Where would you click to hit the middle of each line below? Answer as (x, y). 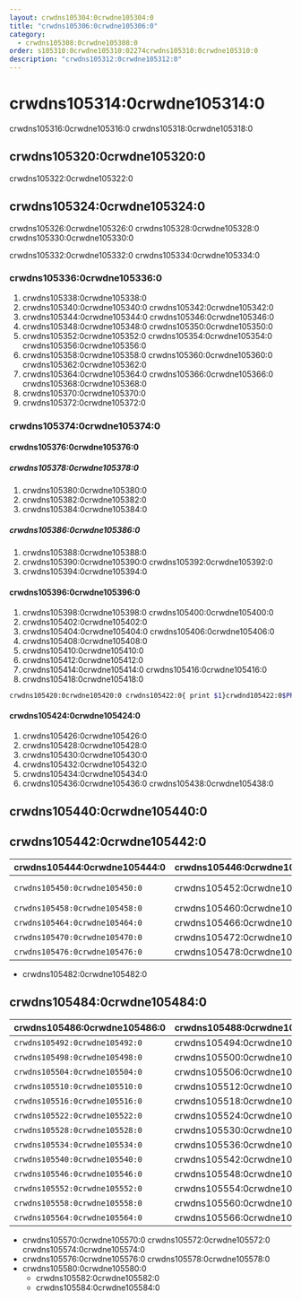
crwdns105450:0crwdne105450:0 (78, 888)
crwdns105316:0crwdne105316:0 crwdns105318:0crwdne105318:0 (131, 128)
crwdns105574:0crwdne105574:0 (84, 1249)
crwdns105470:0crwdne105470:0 (78, 937)
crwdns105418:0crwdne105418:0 (83, 679)
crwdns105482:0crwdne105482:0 (85, 973)
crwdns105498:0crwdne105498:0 (78, 1057)
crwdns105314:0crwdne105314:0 (138, 104)
